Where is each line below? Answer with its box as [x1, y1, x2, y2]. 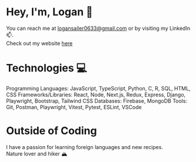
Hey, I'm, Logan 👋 [6, 5, 93, 19]
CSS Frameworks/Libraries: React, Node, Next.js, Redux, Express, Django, [6, 91, 186, 98]
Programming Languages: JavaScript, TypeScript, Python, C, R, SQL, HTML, [6, 85, 191, 92]
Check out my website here [6, 39, 73, 46]
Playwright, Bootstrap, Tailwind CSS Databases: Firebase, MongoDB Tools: [6, 97, 187, 104]
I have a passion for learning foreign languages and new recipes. [6, 143, 164, 150]
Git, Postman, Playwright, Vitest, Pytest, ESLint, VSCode [6, 103, 142, 110]
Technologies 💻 [6, 62, 87, 75]
